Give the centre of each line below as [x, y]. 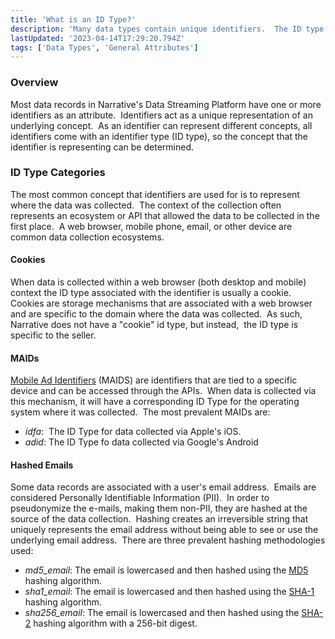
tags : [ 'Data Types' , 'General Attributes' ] [104, 47]
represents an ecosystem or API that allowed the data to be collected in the [165, 215]
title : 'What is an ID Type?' [73, 19]
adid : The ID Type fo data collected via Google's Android [141, 442]
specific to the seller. [53, 335]
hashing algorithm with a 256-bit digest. [115, 623]
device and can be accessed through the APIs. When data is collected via [163, 391]
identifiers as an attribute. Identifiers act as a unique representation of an [161, 115]
